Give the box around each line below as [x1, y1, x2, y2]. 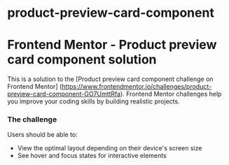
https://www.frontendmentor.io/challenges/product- [62, 82, 212, 91]
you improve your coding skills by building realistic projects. [7, 97, 180, 106]
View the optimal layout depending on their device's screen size [17, 144, 202, 152]
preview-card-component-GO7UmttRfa [7, 89, 121, 99]
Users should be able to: [7, 131, 78, 139]
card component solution [7, 52, 157, 68]
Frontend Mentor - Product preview [7, 37, 217, 53]
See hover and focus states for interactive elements [17, 152, 167, 160]
